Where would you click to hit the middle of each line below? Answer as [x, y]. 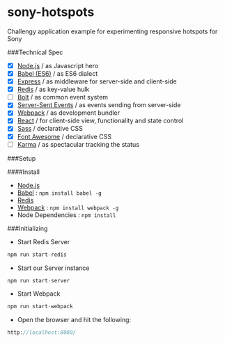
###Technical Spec [35, 52]
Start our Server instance [53, 268]
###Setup [22, 158]
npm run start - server [39, 280]
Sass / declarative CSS [50, 129]
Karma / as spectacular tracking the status [78, 144]
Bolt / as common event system [63, 97]
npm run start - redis [37, 255]
